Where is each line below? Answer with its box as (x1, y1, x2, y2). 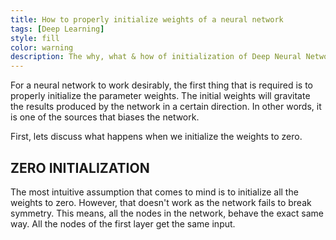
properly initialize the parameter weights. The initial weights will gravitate (10, 90, 311, 102)
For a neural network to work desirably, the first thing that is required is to (10, 79, 314, 91)
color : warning (10, 42, 74, 53)
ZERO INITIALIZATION (10, 159, 150, 176)
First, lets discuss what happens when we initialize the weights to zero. (10, 131, 303, 143)
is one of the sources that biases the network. (10, 111, 200, 123)
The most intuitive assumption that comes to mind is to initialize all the (10, 186, 299, 198)
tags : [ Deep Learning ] (10, 24, 105, 34)
